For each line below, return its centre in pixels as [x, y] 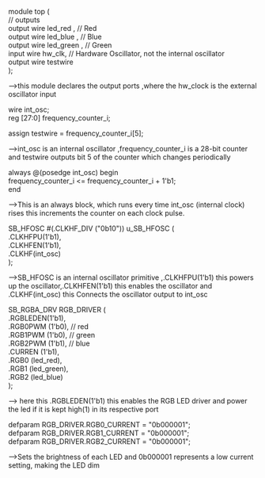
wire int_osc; [29, 109]
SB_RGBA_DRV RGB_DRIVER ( [57, 310]
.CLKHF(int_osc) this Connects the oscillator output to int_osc [108, 294]
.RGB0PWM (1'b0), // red [49, 327]
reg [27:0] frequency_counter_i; [59, 118]
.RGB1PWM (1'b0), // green [52, 335]
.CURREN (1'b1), [34, 352]
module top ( [29, 11]
